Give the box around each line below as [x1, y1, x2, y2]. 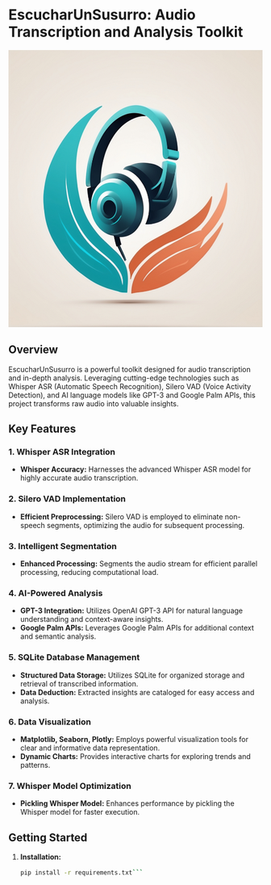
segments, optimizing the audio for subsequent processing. [47, 520, 245, 530]
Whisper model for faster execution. [19, 807, 140, 817]
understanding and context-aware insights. [19, 614, 164, 624]
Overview [8, 343, 59, 357]
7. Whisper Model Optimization [8, 780, 131, 791]
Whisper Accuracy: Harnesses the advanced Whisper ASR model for [19, 464, 252, 474]
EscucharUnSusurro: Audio [8, 6, 196, 24]
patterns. [19, 760, 51, 770]
